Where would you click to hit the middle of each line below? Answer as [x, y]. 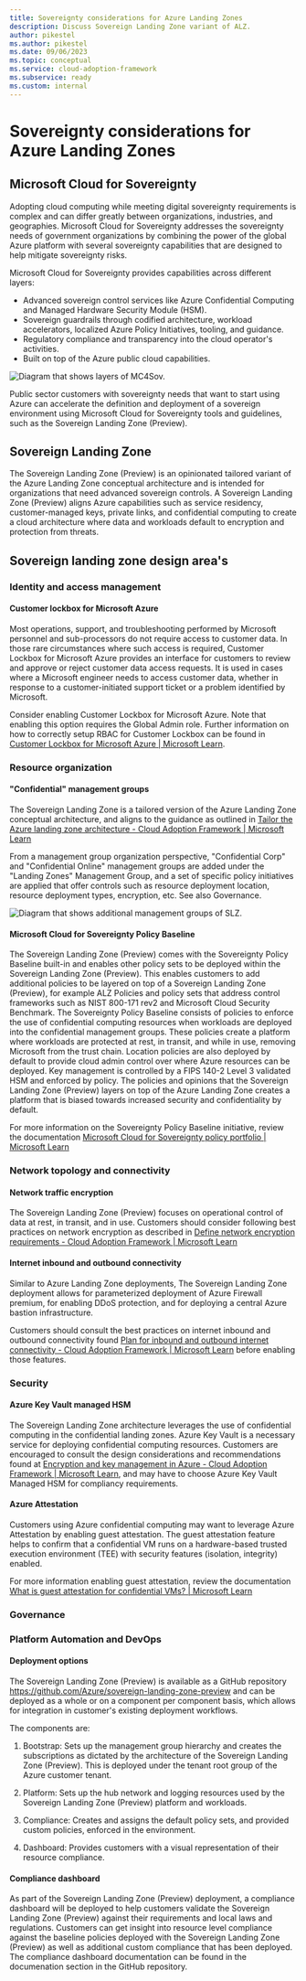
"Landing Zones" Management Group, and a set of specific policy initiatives [152, 876]
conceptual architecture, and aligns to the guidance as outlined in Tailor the [151, 819]
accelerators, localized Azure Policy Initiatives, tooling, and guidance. [153, 329]
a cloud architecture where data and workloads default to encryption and [147, 522]
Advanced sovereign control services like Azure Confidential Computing [158, 300]
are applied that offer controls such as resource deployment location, [140, 886]
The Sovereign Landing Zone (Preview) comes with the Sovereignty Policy [149, 954]
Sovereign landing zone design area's [119, 560]
